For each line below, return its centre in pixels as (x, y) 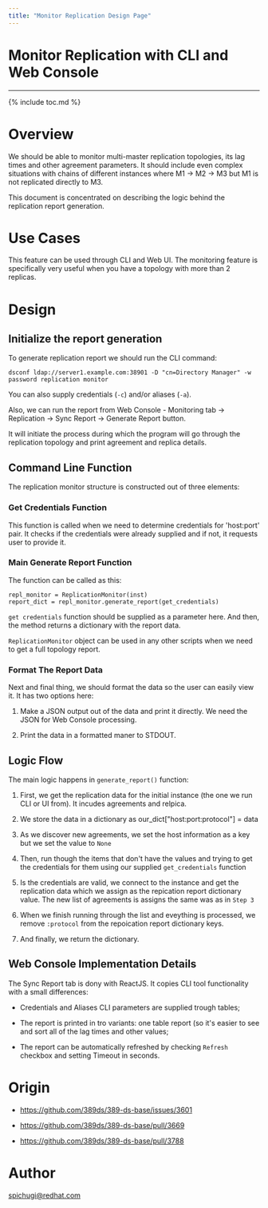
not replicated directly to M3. (56, 181)
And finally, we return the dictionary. (79, 939)
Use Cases (45, 238)
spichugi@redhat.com (45, 1195)
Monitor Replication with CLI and (118, 55)
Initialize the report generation (85, 339)
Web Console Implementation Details (102, 964)
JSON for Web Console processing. (78, 720)
